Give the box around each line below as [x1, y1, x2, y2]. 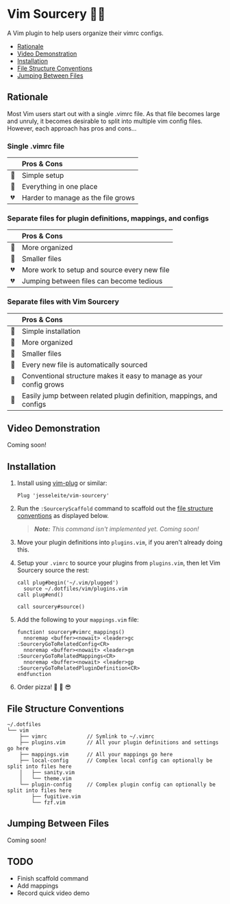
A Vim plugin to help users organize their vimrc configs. [7, 29, 164, 37]
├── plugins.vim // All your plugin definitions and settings [19, 739, 219, 746]
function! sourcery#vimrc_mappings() [16, 629, 125, 636]
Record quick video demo [16, 889, 90, 897]
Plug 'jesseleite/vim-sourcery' [16, 493, 110, 499]
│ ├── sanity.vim [19, 769, 75, 776]
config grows [21, 379, 65, 389]
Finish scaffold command [16, 874, 89, 882]
